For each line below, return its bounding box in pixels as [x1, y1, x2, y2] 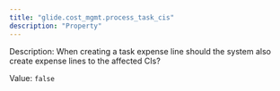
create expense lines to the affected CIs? [9, 55, 162, 66]
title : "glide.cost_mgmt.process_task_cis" [9, 12, 175, 22]
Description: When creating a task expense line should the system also [9, 45, 272, 56]
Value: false [9, 72, 56, 83]
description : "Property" [9, 21, 102, 30]
